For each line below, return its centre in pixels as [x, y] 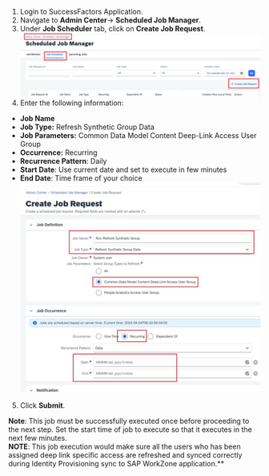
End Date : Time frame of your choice [81, 178]
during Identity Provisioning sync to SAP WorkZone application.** [116, 464]
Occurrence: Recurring [58, 153]
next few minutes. [38, 438]
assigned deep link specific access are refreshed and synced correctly [125, 455]
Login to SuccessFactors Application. [81, 12]
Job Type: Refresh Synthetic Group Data [87, 127]
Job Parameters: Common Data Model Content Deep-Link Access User [138, 136]
